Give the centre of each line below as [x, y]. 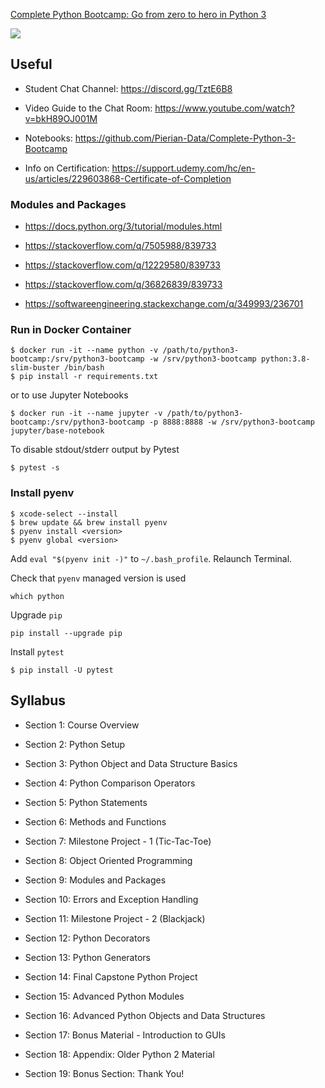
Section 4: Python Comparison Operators [110, 783]
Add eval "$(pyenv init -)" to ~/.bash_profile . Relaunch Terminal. [151, 558]
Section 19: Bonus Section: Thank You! [104, 1073]
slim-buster [35, 368]
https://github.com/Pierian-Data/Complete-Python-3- [185, 138]
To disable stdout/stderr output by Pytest [95, 450]
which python [37, 596]
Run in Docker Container [71, 330]
